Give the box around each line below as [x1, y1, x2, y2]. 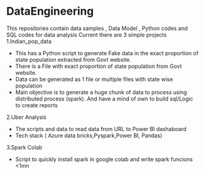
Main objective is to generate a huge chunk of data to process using [15, 88, 187, 96]
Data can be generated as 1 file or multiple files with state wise [15, 75, 173, 83]
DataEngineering [6, 4, 94, 18]
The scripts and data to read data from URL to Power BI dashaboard [15, 125, 187, 132]
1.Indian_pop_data [6, 37, 52, 45]
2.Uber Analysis [6, 113, 47, 121]
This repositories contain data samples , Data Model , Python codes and [6, 25, 188, 32]
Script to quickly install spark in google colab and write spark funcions [15, 155, 193, 163]
